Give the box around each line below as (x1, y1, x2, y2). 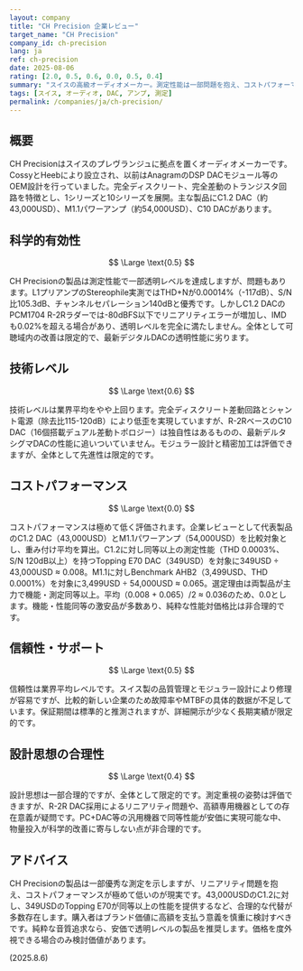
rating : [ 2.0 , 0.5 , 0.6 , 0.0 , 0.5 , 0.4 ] (9, 72, 164, 81)
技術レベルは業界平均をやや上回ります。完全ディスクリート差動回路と (9, 403, 269, 415)
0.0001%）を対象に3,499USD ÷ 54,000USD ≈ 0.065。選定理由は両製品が (9, 578, 284, 588)
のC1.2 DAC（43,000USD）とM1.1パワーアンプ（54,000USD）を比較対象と (9, 532, 288, 543)
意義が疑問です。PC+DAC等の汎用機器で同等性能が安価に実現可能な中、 (16, 812, 287, 823)
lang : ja (9, 47, 42, 56)
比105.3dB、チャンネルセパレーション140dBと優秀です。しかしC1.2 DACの (9, 299, 286, 309)
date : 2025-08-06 (9, 64, 75, 73)
